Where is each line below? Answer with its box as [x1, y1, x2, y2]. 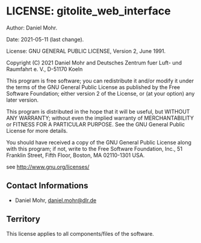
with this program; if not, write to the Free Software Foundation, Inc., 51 [6, 145, 182, 152]
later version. [6, 96, 39, 103]
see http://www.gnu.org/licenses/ [6, 163, 90, 170]
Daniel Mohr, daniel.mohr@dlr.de [14, 197, 97, 204]
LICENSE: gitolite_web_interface [6, 4, 171, 18]
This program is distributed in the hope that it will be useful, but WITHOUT [6, 108, 190, 115]
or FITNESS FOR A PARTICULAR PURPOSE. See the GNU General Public [6, 120, 185, 128]
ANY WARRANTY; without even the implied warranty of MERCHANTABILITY [6, 114, 194, 121]
